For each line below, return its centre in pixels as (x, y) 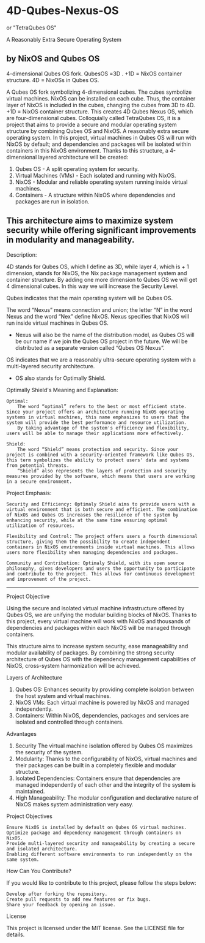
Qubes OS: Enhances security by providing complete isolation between (104, 689)
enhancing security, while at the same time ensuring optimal (87, 520)
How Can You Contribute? (39, 871)
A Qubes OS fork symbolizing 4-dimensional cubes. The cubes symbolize (99, 92)
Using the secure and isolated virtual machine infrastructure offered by (95, 608)
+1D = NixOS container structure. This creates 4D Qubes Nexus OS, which (100, 112)
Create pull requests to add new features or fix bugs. (79, 899)
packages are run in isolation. (52, 201)
